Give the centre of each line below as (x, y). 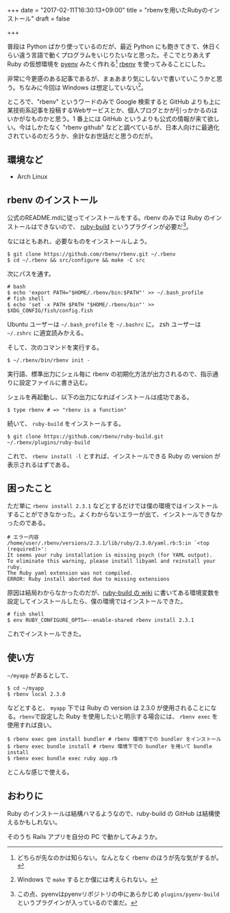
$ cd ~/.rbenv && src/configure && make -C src (76, 260)
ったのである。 (28, 523)
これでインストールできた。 (46, 634)
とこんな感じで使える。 (40, 772)
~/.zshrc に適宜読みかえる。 (47, 333)
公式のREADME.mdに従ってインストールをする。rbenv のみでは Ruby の (108, 217)
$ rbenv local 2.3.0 (37, 695)
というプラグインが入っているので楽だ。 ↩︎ (77, 903)
